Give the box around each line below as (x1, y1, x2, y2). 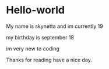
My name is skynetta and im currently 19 (6, 23, 103, 30)
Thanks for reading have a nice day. (6, 56, 92, 63)
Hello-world (6, 3, 65, 17)
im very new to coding (6, 45, 60, 52)
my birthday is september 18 (6, 34, 75, 41)
